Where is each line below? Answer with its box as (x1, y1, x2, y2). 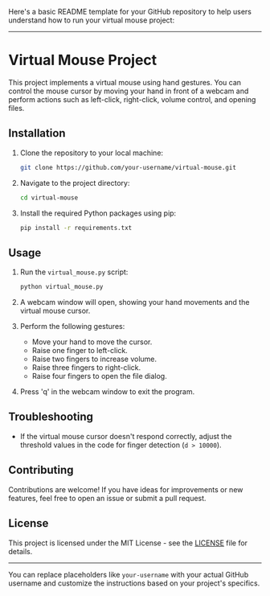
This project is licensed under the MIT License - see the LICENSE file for (8, 538, 247, 548)
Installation (8, 126, 66, 140)
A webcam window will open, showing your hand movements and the (19, 298, 250, 307)
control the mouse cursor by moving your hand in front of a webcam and (8, 86, 249, 96)
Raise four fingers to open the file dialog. (31, 372, 167, 381)
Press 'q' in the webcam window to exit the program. (19, 387, 195, 397)
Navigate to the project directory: (19, 178, 130, 187)
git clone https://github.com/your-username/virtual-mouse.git (19, 163, 237, 171)
